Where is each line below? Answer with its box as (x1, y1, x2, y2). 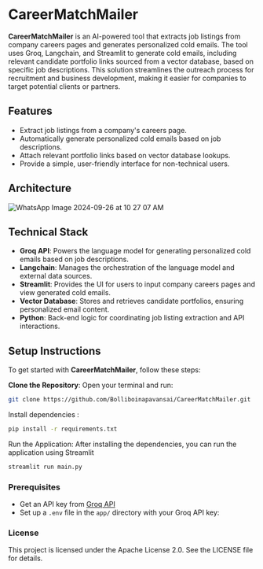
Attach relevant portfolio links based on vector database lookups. (19, 150, 231, 160)
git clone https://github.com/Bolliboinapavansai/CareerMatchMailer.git (8, 396, 251, 404)
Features (8, 105, 53, 118)
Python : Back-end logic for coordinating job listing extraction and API (19, 313, 245, 323)
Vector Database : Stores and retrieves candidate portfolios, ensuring (19, 297, 244, 306)
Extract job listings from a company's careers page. (19, 125, 187, 135)
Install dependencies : (8, 410, 80, 419)
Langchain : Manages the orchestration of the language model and (19, 263, 236, 272)
